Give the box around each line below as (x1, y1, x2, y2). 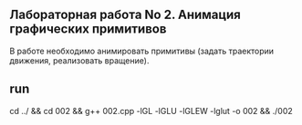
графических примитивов (9, 22, 167, 37)
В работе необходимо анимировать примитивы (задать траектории (9, 45, 275, 56)
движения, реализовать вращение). (9, 54, 150, 66)
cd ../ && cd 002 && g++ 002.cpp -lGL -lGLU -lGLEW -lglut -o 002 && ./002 (9, 105, 294, 116)
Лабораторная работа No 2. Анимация (9, 7, 242, 23)
